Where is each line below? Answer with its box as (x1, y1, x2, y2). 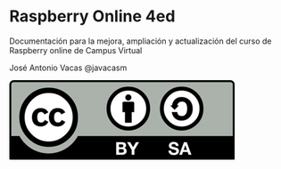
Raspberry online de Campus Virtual (9, 44, 143, 55)
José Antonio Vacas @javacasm (9, 62, 128, 73)
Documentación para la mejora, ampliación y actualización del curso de (9, 36, 272, 46)
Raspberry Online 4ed (9, 6, 176, 27)
